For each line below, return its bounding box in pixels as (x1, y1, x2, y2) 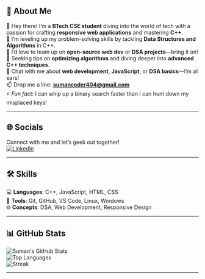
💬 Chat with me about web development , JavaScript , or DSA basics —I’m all (6, 68, 199, 75)
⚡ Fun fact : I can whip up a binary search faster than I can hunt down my (6, 90, 189, 97)
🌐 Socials (6, 122, 44, 133)
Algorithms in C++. (6, 41, 56, 49)
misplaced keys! (6, 99, 48, 106)
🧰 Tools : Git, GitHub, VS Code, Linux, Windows (6, 197, 124, 205)
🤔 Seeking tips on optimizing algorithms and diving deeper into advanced (6, 54, 194, 62)
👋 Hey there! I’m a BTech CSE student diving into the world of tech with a (6, 22, 191, 29)
